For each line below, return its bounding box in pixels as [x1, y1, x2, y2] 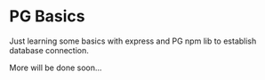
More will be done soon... [9, 62, 102, 73]
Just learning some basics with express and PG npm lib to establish [9, 36, 257, 46]
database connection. [9, 44, 89, 55]
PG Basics [9, 6, 85, 27]
